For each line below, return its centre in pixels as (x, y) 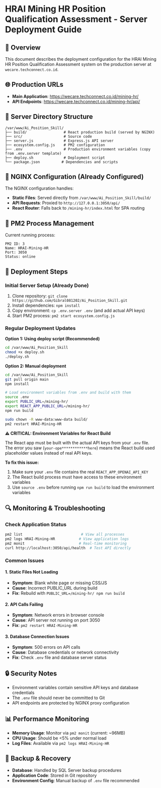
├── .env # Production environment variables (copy (78, 149)
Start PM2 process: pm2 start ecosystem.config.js (63, 315)
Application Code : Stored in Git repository (54, 775)
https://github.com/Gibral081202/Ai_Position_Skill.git (70, 300)
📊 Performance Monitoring (47, 719)
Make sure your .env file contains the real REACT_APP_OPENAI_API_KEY (80, 472)
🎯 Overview (23, 47)
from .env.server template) (33, 153)
